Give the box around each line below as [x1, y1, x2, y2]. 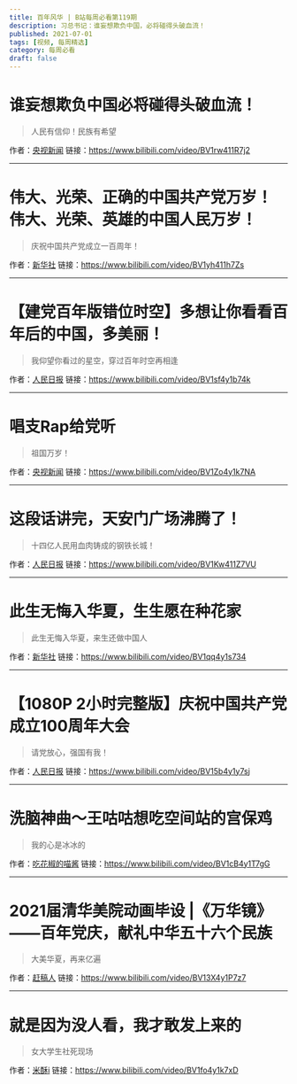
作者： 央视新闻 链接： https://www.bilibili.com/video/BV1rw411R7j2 [9, 144, 250, 155]
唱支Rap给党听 [9, 417, 117, 437]
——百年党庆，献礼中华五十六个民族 [9, 923, 273, 943]
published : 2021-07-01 [9, 29, 93, 38]
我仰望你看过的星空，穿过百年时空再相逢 [30, 355, 179, 366]
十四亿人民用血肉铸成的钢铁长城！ [30, 539, 156, 550]
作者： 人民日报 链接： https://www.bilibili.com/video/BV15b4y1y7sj [9, 765, 250, 776]
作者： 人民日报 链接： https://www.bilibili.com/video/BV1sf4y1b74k [9, 374, 251, 384]
